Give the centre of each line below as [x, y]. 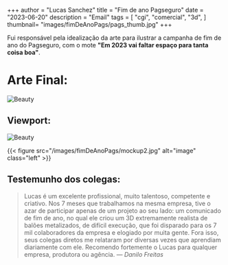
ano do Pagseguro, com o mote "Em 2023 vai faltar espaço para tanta [108, 45]
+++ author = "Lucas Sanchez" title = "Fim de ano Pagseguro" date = [105, 10]
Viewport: [29, 120]
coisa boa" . [24, 52]
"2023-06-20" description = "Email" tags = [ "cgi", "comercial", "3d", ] [107, 17]
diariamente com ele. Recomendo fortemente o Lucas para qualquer [121, 247]
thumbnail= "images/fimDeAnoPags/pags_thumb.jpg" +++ [90, 24]
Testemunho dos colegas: [64, 180]
